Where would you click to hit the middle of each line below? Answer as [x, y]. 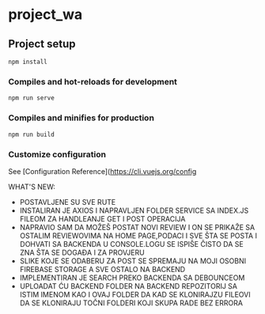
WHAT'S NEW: [32, 187]
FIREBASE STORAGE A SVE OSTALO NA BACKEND [102, 269]
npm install [28, 62]
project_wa [45, 15]
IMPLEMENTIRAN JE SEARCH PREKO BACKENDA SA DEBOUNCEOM [132, 278]
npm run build [32, 134]
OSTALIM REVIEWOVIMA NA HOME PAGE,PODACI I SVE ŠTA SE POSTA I [138, 236]
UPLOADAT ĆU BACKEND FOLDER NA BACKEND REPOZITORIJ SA [128, 286]
